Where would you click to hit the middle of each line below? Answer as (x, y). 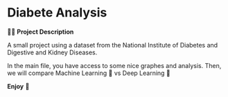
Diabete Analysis (57, 13)
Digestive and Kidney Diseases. (52, 52)
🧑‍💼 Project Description (41, 32)
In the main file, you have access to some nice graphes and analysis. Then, (114, 65)
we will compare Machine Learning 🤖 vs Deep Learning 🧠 (89, 73)
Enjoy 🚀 (18, 86)
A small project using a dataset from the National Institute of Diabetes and (113, 45)
